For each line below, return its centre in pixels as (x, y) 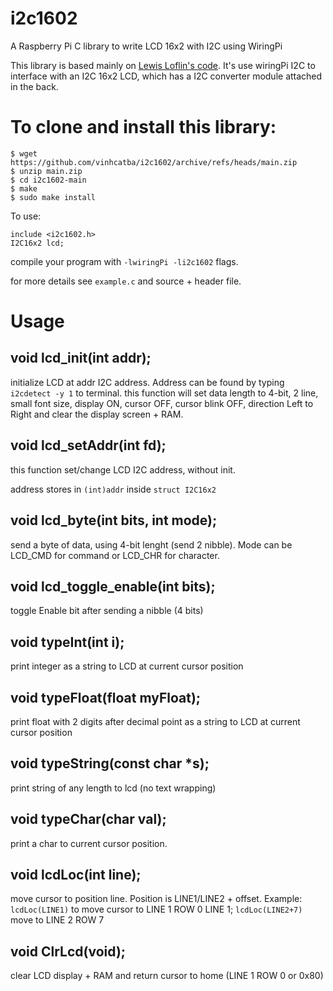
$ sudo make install (53, 197)
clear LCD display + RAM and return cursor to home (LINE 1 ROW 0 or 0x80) (167, 976)
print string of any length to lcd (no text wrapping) (113, 788)
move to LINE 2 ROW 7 (57, 920)
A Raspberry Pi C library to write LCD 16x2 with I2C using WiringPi (146, 46)
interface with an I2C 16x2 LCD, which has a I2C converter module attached (166, 76)
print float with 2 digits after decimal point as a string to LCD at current (155, 721)
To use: (26, 216)
